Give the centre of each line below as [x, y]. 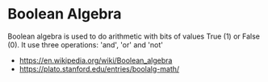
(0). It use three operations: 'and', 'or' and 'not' [85, 44]
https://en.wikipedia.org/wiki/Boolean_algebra [96, 60]
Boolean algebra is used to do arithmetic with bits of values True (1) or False [134, 36]
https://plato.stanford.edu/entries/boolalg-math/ [99, 68]
